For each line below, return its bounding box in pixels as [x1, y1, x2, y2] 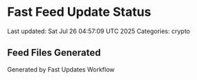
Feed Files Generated [7, 47, 101, 59]
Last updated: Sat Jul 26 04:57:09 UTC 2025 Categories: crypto [7, 27, 191, 35]
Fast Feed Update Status [7, 4, 151, 20]
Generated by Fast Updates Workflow [7, 65, 115, 73]
